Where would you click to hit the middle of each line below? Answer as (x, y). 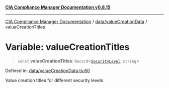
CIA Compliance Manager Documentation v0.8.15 (58, 7)
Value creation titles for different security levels (54, 80)
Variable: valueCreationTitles (67, 47)
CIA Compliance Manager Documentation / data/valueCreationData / (76, 21)
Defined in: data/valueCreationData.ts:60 (48, 70)
